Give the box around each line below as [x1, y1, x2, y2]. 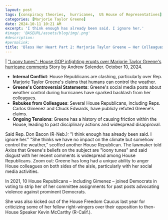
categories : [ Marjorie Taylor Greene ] [5, 17, 86, 22]
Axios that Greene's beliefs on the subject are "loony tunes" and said [5, 147, 147, 153]
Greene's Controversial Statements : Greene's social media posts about [12, 84, 161, 90]
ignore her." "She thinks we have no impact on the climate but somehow [5, 136, 154, 142]
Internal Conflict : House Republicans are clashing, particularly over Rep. [12, 73, 162, 79]
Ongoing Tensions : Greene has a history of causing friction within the [12, 116, 157, 122]
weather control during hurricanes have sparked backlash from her [12, 89, 151, 95]
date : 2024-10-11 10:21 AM [5, 21, 61, 27]
